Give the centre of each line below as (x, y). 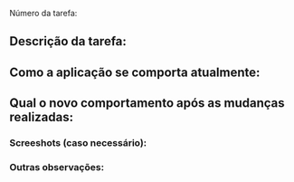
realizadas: (42, 117)
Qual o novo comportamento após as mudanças (147, 103)
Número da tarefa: (43, 13)
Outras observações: (57, 168)
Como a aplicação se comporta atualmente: (135, 72)
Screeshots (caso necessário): (78, 143)
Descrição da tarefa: (68, 41)
